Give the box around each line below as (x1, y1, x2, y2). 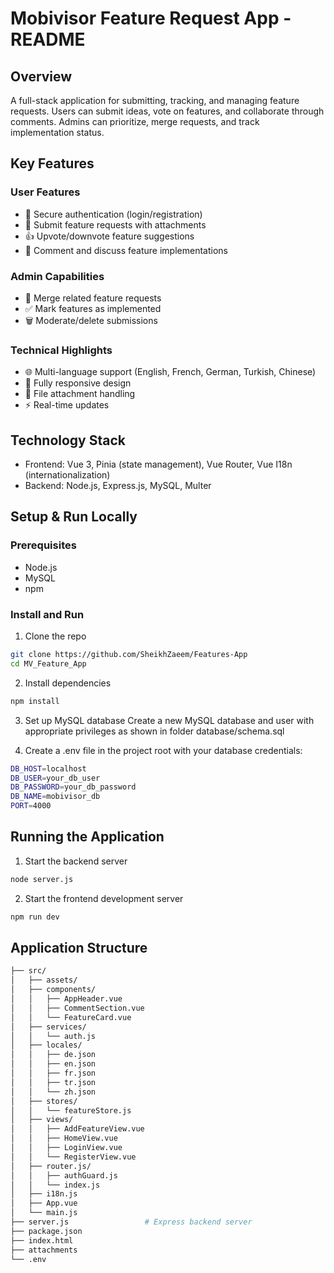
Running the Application (10, 828, 165, 846)
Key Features (10, 155, 95, 172)
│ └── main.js (10, 1208, 78, 1218)
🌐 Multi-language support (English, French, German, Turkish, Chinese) (24, 366, 317, 378)
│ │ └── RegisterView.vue (10, 1152, 137, 1162)
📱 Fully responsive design (24, 377, 132, 389)
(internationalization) (24, 469, 111, 481)
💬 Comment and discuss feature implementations (24, 244, 228, 256)
